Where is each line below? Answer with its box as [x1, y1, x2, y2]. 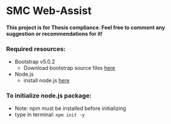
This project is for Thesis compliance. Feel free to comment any [6, 24, 165, 31]
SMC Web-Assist [6, 4, 92, 18]
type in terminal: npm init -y [14, 111, 85, 118]
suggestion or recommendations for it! [6, 30, 103, 37]
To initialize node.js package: [6, 92, 92, 99]
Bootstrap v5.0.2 [14, 58, 55, 65]
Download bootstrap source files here [23, 65, 116, 72]
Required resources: [6, 45, 66, 53]
